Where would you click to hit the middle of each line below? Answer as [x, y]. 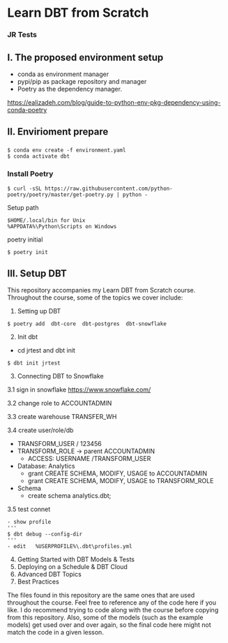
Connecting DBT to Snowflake [60, 376]
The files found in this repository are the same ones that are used [101, 596]
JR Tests [22, 35]
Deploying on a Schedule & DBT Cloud [72, 567]
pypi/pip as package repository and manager [82, 81]
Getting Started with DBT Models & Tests [76, 559]
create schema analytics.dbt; [69, 496]
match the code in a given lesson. [56, 633]
